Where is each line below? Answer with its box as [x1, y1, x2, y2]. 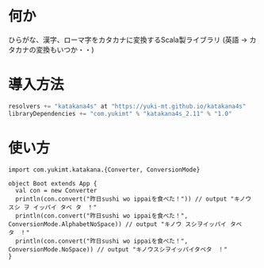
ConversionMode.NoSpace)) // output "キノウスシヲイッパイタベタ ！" [8, 245, 228, 254]
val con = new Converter [15, 186, 98, 194]
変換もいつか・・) [35, 44, 94, 54]
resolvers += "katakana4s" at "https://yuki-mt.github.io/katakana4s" [8, 102, 247, 110]
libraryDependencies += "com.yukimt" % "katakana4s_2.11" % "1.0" [8, 109, 232, 117]
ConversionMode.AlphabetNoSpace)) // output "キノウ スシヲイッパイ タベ [8, 220, 243, 228]
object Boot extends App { [8, 179, 98, 187]
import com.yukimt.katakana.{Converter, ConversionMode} [8, 166, 201, 174]
